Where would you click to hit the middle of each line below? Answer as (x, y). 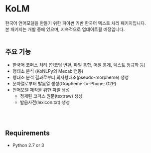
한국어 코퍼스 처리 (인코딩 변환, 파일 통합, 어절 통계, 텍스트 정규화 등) (79, 65)
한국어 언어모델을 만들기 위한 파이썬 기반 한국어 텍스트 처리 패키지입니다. (75, 23)
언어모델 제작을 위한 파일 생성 (41, 90)
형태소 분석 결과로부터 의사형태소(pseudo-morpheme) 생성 (71, 77)
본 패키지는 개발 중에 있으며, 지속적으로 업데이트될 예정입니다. (65, 29)
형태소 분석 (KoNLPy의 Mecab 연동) (48, 71)
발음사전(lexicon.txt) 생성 (45, 102)
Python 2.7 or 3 (28, 145)
